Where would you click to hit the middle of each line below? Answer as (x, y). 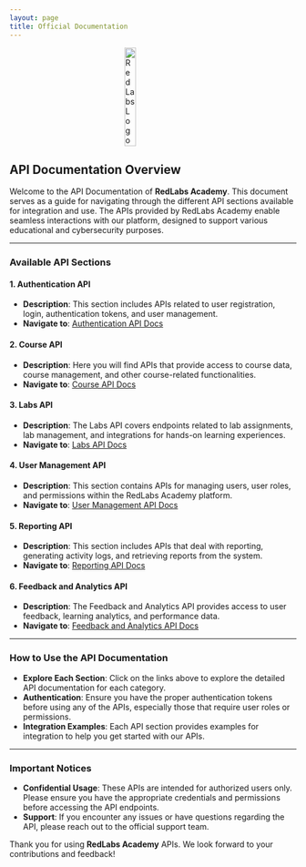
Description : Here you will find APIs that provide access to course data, (158, 364)
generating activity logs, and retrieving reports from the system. (143, 556)
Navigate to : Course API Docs (79, 384)
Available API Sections (61, 262)
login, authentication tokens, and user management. (120, 314)
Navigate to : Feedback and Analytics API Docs (110, 626)
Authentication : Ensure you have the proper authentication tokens (148, 697)
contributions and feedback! (62, 854)
